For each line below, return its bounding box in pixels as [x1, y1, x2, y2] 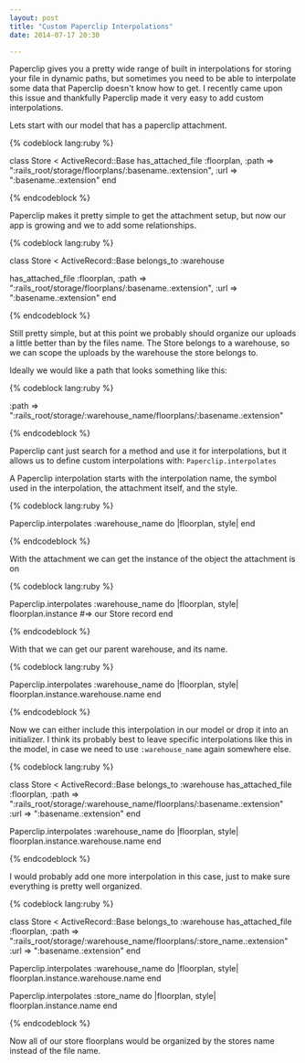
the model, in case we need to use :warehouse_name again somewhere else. [9, 744, 292, 755]
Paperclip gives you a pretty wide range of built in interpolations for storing [9, 63, 292, 74]
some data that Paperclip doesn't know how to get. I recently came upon [9, 83, 283, 94]
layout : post [9, 13, 59, 23]
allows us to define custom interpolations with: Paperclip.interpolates [9, 455, 277, 466]
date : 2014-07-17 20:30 [9, 30, 100, 39]
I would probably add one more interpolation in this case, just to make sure [9, 871, 290, 882]
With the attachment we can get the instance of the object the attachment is [9, 554, 296, 565]
